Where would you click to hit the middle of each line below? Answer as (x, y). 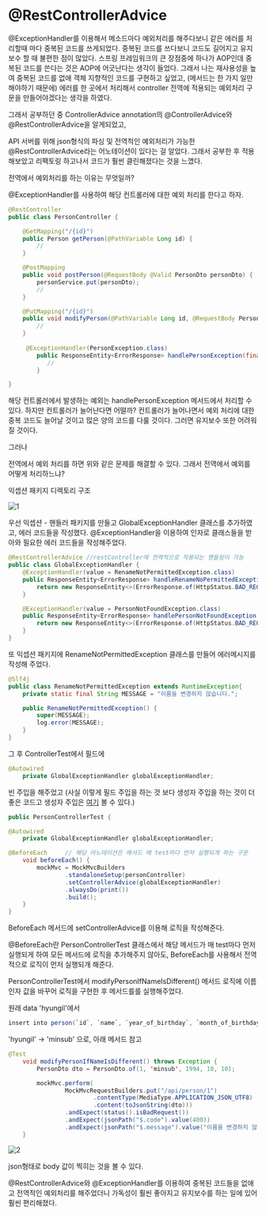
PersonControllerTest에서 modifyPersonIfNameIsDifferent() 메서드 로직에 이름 (133, 981)
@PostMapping (44, 268)
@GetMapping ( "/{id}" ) (58, 231)
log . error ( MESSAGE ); (70, 723)
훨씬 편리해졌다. (33, 1202)
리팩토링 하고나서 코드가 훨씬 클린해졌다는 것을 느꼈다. (119, 161)
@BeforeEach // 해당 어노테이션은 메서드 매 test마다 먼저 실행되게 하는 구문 (128, 853)
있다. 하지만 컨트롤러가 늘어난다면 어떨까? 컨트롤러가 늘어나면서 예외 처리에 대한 (131, 411)
